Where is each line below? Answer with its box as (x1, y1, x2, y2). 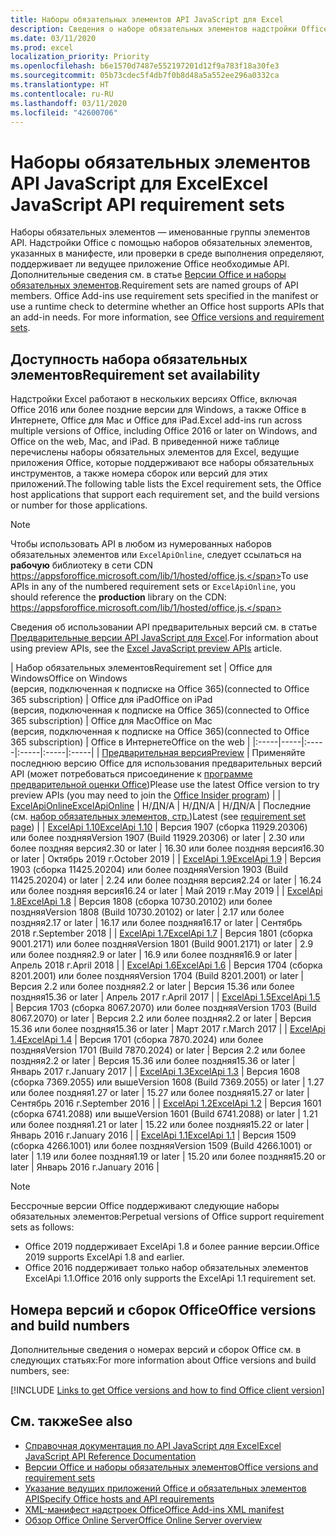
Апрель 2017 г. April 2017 (106, 991, 210, 1003)
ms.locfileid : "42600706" (10, 107, 118, 118)
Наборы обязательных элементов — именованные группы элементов (10, 226, 311, 238)
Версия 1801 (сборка (224, 927, 313, 940)
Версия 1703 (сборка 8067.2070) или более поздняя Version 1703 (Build (15, 1002, 317, 1014)
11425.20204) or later (10, 874, 99, 886)
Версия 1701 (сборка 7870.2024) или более (79, 1034, 264, 1046)
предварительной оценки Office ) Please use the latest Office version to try (10, 779, 320, 791)
